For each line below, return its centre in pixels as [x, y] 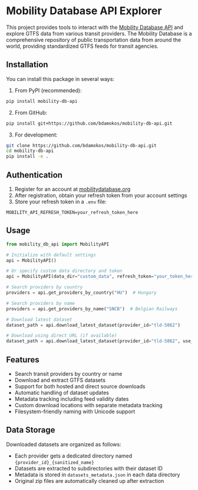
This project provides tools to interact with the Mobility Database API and [95, 27]
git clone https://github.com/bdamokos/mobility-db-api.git [82, 145]
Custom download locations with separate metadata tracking [89, 405]
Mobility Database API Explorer [84, 11]
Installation [27, 65]
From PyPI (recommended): [48, 90]
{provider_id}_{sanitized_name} [54, 462]
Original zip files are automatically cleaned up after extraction [89, 481]
